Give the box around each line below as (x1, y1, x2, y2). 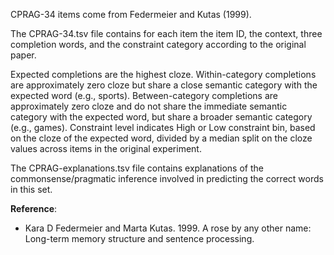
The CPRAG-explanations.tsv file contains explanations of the (10, 162, 264, 174)
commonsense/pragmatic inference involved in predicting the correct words (10, 173, 324, 184)
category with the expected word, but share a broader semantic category (10, 111, 313, 123)
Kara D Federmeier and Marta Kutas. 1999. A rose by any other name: (24, 222, 312, 234)
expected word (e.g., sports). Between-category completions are (10, 90, 279, 101)
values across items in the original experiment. (10, 143, 202, 154)
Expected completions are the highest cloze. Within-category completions (10, 69, 317, 80)
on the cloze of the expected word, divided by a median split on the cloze (10, 132, 313, 144)
